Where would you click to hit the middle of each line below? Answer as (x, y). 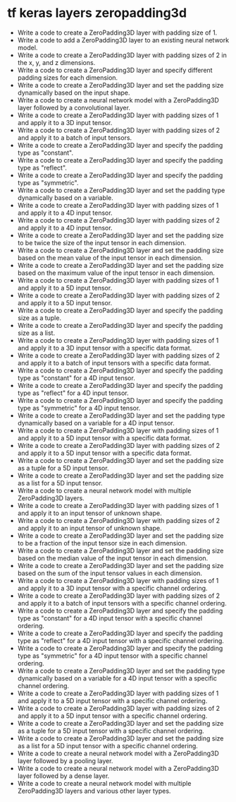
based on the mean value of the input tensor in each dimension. (110, 258)
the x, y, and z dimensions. (56, 62)
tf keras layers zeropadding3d (97, 13)
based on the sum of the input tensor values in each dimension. (110, 573)
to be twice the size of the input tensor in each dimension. (102, 242)
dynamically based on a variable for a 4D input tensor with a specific (117, 678)
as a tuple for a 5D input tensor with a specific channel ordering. (111, 731)
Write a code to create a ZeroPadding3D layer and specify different (115, 70)
